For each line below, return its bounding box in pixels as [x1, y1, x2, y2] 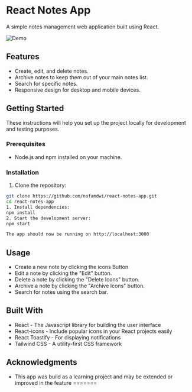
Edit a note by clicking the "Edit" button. [14, 270, 112, 277]
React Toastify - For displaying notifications [14, 333, 121, 341]
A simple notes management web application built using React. [6, 23, 160, 30]
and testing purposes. [6, 125, 60, 132]
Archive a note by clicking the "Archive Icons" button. [14, 282, 145, 290]
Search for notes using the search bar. [14, 289, 108, 296]
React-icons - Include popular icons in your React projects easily [14, 328, 173, 335]
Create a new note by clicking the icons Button [14, 264, 129, 271]
